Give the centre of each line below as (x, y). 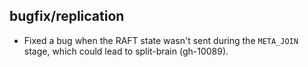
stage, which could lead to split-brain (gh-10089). (126, 51)
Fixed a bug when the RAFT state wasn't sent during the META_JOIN (161, 40)
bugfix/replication (67, 16)
